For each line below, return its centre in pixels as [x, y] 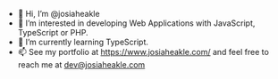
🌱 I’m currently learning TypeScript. [83, 42]
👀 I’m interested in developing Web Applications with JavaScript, [136, 23]
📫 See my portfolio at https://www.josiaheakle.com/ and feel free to [143, 52]
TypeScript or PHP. [53, 32]
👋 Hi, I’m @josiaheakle [59, 14]
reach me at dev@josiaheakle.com [81, 65]
